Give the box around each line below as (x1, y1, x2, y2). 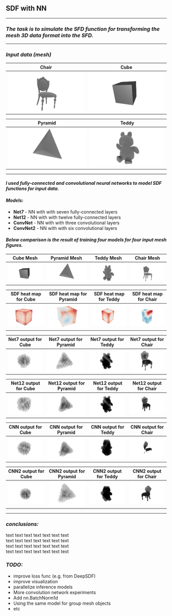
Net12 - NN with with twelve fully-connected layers (13, 214, 121, 220)
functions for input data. (6, 185, 59, 192)
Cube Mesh (12, 255, 38, 261)
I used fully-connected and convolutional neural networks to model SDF (6, 180, 162, 186)
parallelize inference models (13, 584, 73, 590)
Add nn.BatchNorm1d (13, 594, 58, 601)
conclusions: (6, 520, 39, 527)
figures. (6, 242, 23, 248)
